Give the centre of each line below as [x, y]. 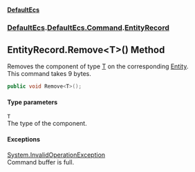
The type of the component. [47, 124]
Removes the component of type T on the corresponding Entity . [98, 66]
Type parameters [32, 102]
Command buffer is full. [41, 162]
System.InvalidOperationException [56, 155]
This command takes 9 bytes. [49, 74]
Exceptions [24, 139]
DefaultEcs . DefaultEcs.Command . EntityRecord [88, 28]
